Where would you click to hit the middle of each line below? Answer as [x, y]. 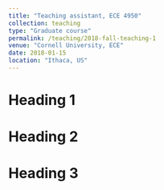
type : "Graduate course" [50, 30]
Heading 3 [43, 174]
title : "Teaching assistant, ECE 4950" [75, 16]
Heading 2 [43, 137]
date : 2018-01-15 [37, 53]
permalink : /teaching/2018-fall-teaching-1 [82, 38]
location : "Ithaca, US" [48, 61]
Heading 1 [42, 100]
